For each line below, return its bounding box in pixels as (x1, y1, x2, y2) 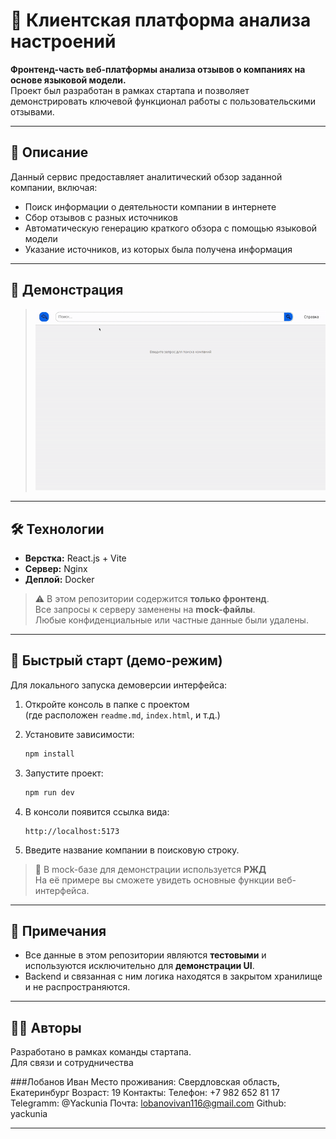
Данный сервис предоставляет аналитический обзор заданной (10, 170, 283, 183)
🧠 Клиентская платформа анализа (10, 9, 312, 32)
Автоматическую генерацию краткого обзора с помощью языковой (24, 222, 318, 234)
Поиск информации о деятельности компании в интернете (24, 200, 277, 213)
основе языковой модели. (10, 74, 127, 86)
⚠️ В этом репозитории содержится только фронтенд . (34, 593, 270, 605)
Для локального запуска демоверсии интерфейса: (10, 679, 228, 691)
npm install (24, 749, 75, 759)
